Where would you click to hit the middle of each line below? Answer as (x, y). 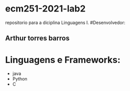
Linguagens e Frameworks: (63, 60)
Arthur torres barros (37, 38)
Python (20, 79)
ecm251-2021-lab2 (45, 9)
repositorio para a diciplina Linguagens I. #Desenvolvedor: (65, 22)
